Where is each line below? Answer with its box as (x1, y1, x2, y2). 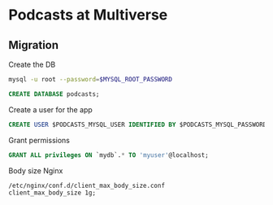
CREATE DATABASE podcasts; (8, 89, 100, 98)
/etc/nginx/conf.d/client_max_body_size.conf (8, 181, 165, 190)
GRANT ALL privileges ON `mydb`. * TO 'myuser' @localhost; (8, 150, 209, 159)
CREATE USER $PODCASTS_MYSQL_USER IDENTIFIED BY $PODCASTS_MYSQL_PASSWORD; (8, 120, 271, 129)
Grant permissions (8, 135, 71, 145)
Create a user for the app (8, 104, 93, 115)
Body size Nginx (8, 165, 63, 176)
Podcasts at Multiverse (8, 6, 168, 24)
